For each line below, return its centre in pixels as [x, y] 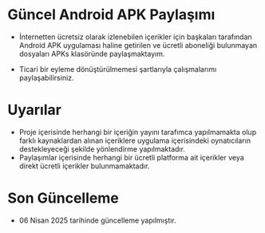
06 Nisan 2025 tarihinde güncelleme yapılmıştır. [97, 220]
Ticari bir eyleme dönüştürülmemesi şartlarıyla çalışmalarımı [118, 69]
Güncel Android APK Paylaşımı [111, 15]
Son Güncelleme [63, 198]
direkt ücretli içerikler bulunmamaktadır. [84, 166]
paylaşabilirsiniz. [46, 77]
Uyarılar [34, 110]
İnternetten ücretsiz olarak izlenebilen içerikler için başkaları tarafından [135, 37]
